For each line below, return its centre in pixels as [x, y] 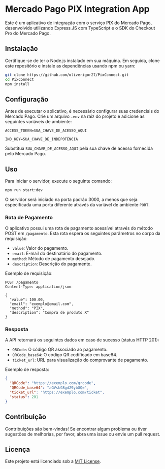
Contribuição [26, 417]
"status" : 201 [24, 397]
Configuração [27, 99]
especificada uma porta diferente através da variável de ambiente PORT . [78, 204]
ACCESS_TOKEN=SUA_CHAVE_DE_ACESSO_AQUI [46, 131]
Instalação [22, 49]
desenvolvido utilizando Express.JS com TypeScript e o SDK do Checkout [80, 28]
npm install [17, 84]
